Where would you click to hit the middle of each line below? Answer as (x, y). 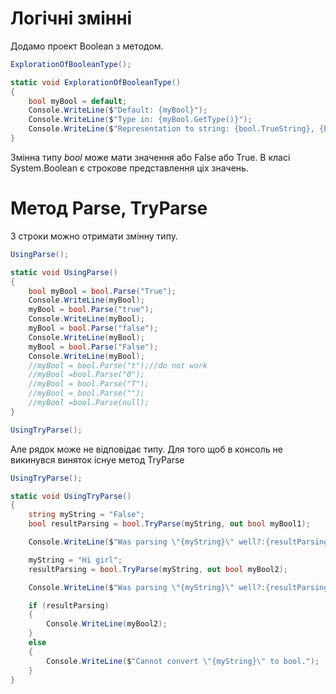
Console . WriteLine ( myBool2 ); (107, 624)
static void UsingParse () (64, 272)
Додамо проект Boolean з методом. (87, 46)
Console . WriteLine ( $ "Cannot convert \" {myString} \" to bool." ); (183, 661)
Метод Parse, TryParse (109, 208)
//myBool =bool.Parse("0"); (86, 375)
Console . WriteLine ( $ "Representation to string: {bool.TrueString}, (171, 129)
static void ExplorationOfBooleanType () (96, 82)
